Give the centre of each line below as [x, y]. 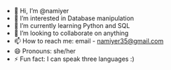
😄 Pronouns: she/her [45, 51]
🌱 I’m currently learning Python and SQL [72, 26]
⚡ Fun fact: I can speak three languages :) [74, 59]
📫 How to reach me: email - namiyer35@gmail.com [89, 41]
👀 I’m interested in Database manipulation [74, 18]
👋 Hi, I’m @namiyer [41, 11]
